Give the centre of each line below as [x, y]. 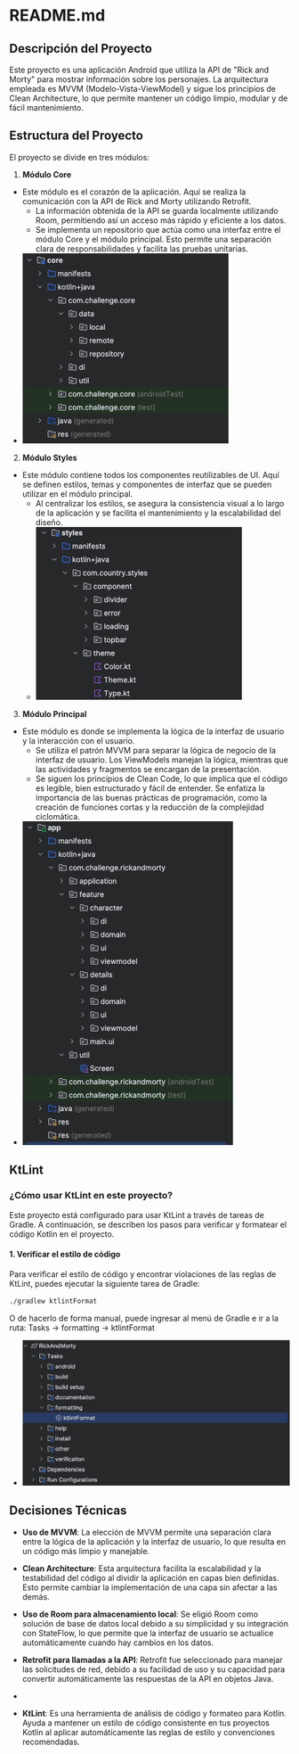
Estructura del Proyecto [77, 136]
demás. [36, 1596]
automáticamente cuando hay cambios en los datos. [118, 1643]
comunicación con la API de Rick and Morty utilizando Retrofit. [137, 201]
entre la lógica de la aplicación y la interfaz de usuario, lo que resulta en [154, 1541]
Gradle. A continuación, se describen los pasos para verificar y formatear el [148, 1224]
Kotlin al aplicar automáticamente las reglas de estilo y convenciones [149, 1732]
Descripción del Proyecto [81, 49]
